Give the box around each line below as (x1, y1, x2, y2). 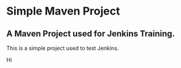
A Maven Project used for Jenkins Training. (6, 29, 175, 39)
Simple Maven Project (6, 4, 120, 18)
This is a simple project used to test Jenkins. (6, 44, 119, 52)
